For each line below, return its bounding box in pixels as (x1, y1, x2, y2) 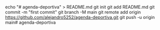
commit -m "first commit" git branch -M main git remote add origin (5, 9, 141, 15)
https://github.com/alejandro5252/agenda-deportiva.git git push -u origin (5, 15, 155, 20)
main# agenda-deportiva (5, 19, 56, 25)
